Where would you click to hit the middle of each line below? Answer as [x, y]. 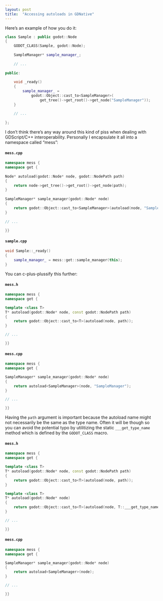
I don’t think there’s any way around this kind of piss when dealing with [76, 132]
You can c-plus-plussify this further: [41, 274]
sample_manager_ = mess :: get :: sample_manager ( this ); [68, 260]
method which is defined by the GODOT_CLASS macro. [57, 433]
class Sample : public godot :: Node [41, 37]
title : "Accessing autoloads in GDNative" [50, 14]
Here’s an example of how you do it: [41, 28]
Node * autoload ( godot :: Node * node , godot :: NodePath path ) [65, 176]
